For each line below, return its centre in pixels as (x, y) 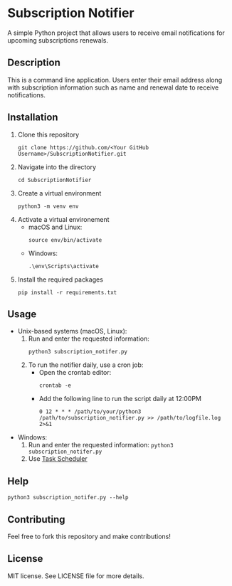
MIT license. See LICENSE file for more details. (76, 576)
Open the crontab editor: (75, 373)
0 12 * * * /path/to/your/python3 (90, 412)
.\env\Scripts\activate (64, 266)
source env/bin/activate (65, 240)
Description (34, 63)
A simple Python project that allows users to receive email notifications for (116, 33)
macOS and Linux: (55, 227)
